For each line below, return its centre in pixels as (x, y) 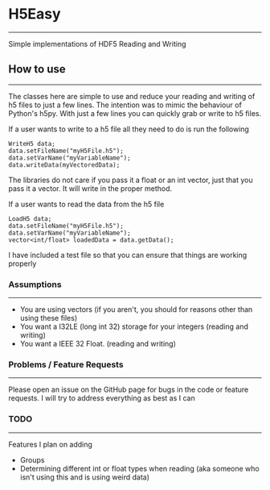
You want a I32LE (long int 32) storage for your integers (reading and (134, 326)
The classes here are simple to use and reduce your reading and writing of (132, 96)
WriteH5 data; (32, 143)
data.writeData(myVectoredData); (64, 165)
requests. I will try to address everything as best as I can (102, 398)
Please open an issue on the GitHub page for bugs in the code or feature (129, 390)
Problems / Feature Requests (66, 364)
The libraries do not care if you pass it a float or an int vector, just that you (131, 180)
